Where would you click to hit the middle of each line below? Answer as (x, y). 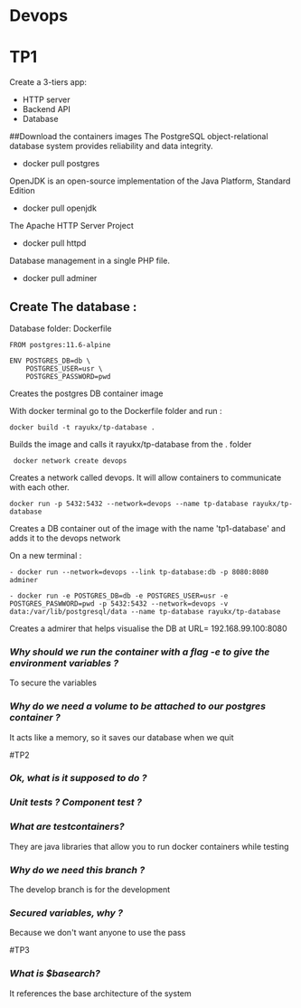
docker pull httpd (54, 243)
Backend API (46, 109)
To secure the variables (53, 683)
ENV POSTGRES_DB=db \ (50, 361)
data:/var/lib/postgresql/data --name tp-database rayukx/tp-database (145, 611)
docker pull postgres (61, 164)
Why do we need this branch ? (77, 870)
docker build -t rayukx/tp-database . (82, 427)
